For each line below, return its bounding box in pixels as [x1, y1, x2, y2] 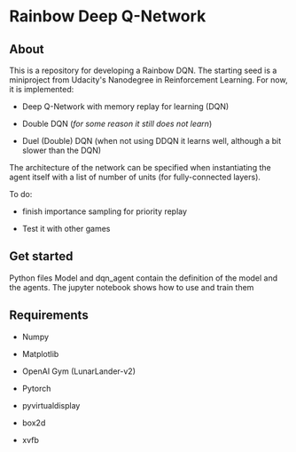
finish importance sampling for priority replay [21, 206, 188, 217]
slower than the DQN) [21, 145, 102, 155]
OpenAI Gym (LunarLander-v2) [21, 366, 136, 377]
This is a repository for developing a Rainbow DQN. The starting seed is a [9, 65, 277, 75]
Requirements [9, 308, 89, 323]
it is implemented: [9, 84, 74, 94]
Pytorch [21, 383, 51, 393]
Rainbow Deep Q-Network [9, 6, 206, 27]
